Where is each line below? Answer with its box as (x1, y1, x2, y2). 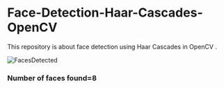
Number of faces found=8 (7, 73, 97, 82)
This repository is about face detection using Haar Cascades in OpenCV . (7, 42, 218, 51)
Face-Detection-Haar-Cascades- (7, 5, 203, 21)
